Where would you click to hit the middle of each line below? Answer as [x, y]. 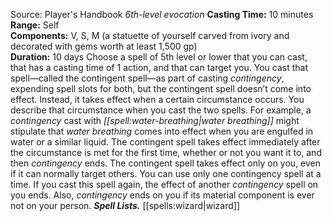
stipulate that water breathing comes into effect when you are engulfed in [162, 131]
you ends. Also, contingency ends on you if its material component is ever [162, 195]
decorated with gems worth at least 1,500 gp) [104, 46]
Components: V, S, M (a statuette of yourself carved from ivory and [150, 35]
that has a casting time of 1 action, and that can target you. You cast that [159, 67]
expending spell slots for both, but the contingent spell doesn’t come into [161, 88]
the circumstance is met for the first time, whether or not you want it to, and [166, 152]
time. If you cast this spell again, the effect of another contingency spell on [164, 184]
